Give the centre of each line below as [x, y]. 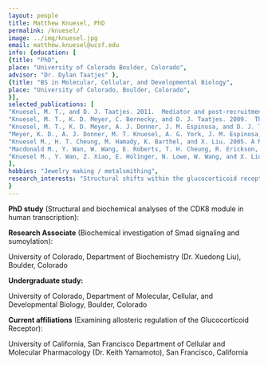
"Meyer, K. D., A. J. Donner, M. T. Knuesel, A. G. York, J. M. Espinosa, [135, 134]
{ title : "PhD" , [33, 61]
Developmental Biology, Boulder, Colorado [78, 304]
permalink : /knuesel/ [44, 30]
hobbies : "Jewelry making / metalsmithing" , [83, 171]
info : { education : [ [43, 53]
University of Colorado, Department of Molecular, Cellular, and [111, 296]
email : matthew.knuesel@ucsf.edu [64, 45]
